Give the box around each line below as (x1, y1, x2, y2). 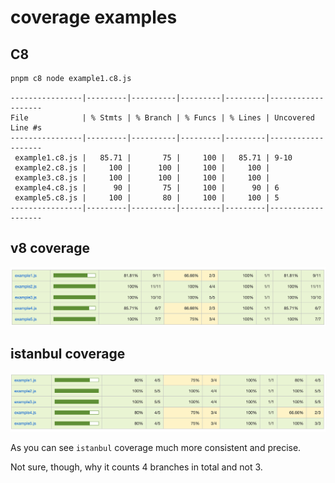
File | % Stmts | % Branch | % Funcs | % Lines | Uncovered (10, 112, 315, 123)
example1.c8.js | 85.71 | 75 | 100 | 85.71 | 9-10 (14, 152, 293, 163)
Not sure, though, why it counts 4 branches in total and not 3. (10, 461, 263, 473)
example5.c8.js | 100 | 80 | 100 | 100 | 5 (14, 192, 280, 203)
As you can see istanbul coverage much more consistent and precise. (10, 442, 302, 454)
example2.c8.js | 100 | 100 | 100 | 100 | (14, 162, 271, 173)
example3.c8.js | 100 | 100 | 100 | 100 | (14, 172, 271, 183)
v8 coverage (10, 240, 91, 257)
